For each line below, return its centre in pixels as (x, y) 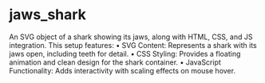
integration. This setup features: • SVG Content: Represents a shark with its (133, 45)
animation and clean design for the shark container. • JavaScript (115, 62)
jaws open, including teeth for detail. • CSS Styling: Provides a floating (125, 53)
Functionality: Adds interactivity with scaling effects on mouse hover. (123, 70)
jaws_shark (48, 15)
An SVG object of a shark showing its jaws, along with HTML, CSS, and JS (131, 37)
